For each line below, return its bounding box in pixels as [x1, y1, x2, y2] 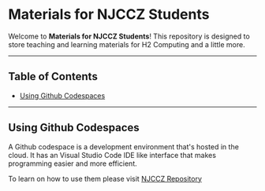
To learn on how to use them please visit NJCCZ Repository [8, 174, 203, 183]
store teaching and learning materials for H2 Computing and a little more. [8, 39, 246, 49]
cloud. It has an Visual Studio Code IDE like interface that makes [8, 150, 217, 160]
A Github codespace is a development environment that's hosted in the [8, 141, 239, 151]
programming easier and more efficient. [8, 159, 137, 168]
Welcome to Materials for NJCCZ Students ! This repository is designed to [8, 31, 250, 41]
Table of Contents [8, 70, 99, 83]
